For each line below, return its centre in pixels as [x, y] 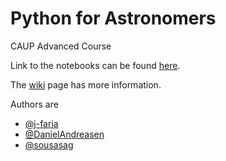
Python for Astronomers [113, 18]
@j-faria [41, 123]
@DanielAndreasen [64, 134]
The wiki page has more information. [86, 84]
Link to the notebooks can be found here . [95, 65]
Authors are [34, 104]
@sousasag [49, 144]
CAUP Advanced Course [61, 46]
